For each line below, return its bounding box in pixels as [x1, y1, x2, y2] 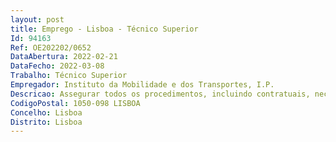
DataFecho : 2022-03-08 [10, 61, 105, 71]
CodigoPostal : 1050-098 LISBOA [10, 98, 141, 108]
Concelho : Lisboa [10, 107, 83, 118]
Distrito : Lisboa [10, 117, 83, 127]
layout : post [10, 14, 65, 25]
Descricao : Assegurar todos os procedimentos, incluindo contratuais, [10, 89, 311, 99]
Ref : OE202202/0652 [10, 42, 92, 53]
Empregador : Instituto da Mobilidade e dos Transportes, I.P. [10, 80, 275, 90]
